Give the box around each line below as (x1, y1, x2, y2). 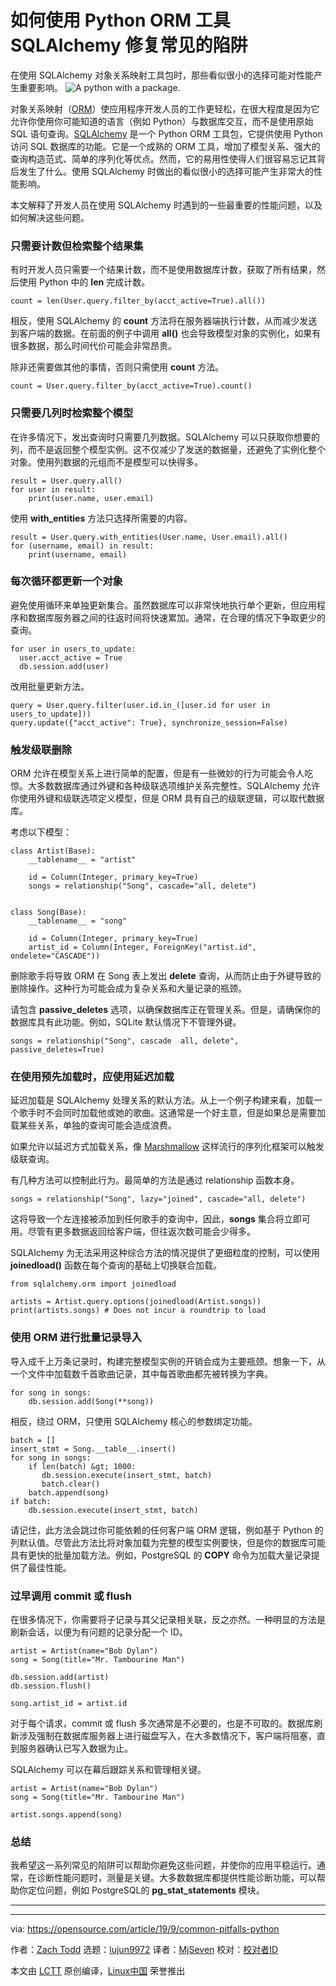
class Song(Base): (10, 907, 87, 918)
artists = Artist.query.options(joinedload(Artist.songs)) (10, 1297, 262, 1307)
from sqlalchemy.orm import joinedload (10, 1279, 177, 1290)
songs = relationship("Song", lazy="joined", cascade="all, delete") (10, 1194, 307, 1205)
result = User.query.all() (10, 476, 123, 486)
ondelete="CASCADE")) (10, 951, 101, 961)
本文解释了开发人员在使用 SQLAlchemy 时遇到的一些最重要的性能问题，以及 (10, 199, 323, 211)
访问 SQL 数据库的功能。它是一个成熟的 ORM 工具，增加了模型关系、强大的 (10, 140, 321, 152)
